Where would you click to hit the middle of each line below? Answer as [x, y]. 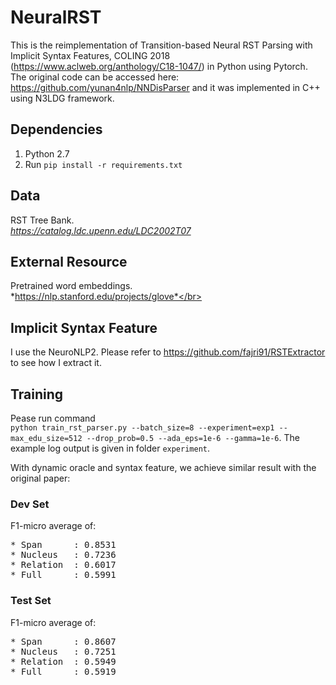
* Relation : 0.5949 [63, 661]
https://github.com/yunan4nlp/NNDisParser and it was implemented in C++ [165, 87]
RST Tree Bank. [42, 220]
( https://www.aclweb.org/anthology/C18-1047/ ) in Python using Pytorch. [159, 66]
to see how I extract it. [56, 363]
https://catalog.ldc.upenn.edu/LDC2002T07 [101, 230]
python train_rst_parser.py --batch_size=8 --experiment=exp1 [142, 428]
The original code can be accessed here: [95, 77]
